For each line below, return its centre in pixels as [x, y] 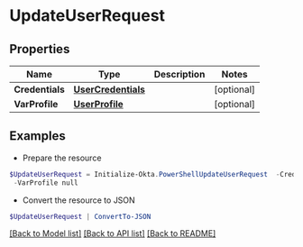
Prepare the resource [62, 158]
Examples [37, 136]
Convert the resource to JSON [78, 200]
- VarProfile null [46, 183]
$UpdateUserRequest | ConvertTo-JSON [80, 216]
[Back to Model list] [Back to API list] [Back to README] [113, 233]
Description [179, 74]
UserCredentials [110, 89]
